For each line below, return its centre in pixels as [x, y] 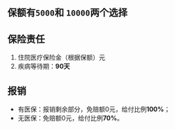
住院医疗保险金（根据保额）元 [61, 57]
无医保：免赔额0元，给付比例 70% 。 [70, 118]
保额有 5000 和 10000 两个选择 [68, 13]
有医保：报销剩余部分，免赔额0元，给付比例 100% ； [94, 109]
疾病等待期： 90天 [44, 67]
